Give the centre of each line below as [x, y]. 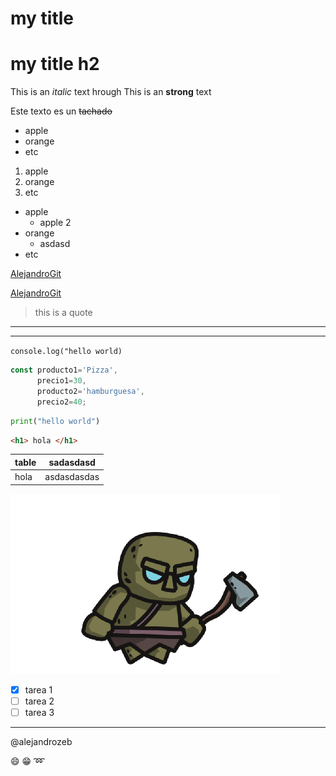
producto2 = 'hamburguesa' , [90, 391]
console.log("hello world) [66, 352]
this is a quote [63, 313]
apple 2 [55, 223]
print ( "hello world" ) [55, 421]
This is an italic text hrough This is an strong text [111, 92]
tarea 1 [38, 689]
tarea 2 [39, 701]
